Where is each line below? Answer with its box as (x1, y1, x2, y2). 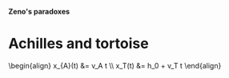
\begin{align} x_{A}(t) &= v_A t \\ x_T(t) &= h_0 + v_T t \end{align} (8, 60, 222, 70)
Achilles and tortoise (8, 35, 150, 53)
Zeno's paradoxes (8, 7, 70, 16)
